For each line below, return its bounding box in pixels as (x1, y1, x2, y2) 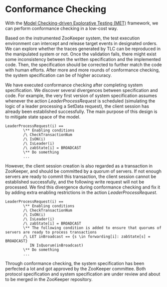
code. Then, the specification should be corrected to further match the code (5, 61, 162, 67)
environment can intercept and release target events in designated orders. (5, 40, 158, 46)
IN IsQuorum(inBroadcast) (29, 242, 84, 248)
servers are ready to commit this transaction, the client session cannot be (5, 173, 157, 179)
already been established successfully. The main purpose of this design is (5, 108, 158, 114)
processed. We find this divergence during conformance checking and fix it (5, 184, 161, 190)
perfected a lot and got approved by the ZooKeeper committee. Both (5, 265, 146, 271)
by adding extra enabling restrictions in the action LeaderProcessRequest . (5, 189, 158, 195)
